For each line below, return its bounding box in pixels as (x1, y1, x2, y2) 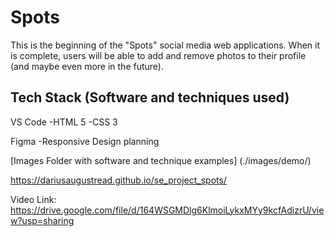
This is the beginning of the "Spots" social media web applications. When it (10, 39, 321, 51)
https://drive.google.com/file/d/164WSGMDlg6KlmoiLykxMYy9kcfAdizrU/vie (10, 204, 325, 216)
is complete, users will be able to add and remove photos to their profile (10, 49, 307, 61)
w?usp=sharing (10, 214, 75, 226)
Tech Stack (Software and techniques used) (10, 89, 290, 106)
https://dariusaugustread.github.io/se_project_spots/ (10, 174, 227, 186)
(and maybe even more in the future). (10, 60, 164, 72)
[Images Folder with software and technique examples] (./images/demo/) (10, 154, 312, 166)
